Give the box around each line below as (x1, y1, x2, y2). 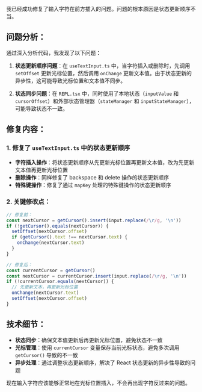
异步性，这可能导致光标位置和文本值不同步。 (14, 77, 126, 84)
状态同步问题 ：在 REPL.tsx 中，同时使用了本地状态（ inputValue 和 (14, 90, 179, 97)
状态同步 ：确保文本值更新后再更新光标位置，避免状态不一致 (14, 336, 163, 343)
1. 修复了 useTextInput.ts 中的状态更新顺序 (6, 144, 130, 152)
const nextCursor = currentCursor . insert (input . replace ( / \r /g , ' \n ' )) (6, 273, 187, 279)
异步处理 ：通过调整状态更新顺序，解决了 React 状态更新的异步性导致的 (14, 359, 191, 366)
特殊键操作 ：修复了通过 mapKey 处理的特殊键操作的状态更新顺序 (14, 181, 171, 188)
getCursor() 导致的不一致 (14, 351, 78, 358)
